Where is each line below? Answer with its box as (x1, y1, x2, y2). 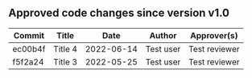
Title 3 (53, 56, 78, 67)
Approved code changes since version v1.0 (8, 6, 230, 20)
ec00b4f (12, 43, 46, 54)
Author (149, 29, 177, 41)
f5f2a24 (12, 56, 44, 67)
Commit (13, 29, 45, 41)
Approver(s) (190, 29, 238, 41)
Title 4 (53, 43, 78, 54)
